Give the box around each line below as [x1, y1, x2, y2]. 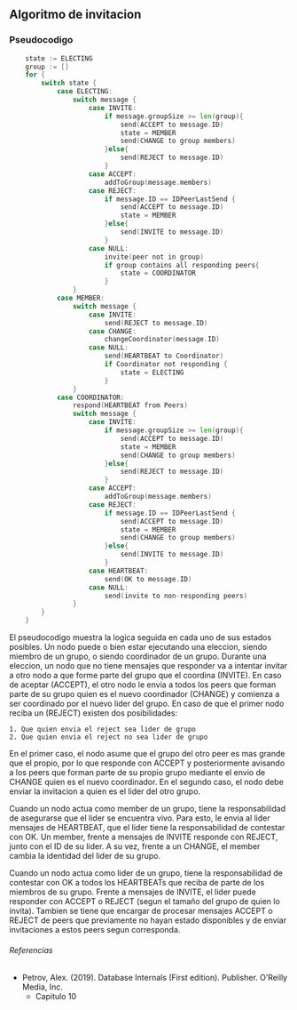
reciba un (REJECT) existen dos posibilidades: [9, 708, 178, 718]
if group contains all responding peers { [104, 261, 260, 269]
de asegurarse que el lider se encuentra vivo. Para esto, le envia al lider [9, 813, 270, 823]
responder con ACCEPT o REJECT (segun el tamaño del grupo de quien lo [9, 896, 281, 907]
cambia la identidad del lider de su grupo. [9, 851, 161, 862]
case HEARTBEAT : [88, 566, 149, 575]
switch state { [41, 79, 98, 88]
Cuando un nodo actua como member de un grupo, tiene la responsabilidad [9, 804, 286, 814]
